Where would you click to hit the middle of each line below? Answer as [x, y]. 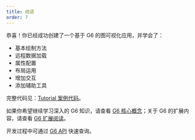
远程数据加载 [31, 55]
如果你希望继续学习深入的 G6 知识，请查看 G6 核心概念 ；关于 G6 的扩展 [95, 111]
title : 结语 [20, 12]
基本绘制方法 [31, 48]
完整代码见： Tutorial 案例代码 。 [45, 98]
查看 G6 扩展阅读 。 [46, 118]
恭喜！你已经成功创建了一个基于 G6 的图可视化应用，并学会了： [85, 35]
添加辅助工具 [31, 85]
